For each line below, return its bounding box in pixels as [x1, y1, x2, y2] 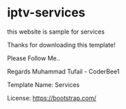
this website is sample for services [7, 27, 105, 36]
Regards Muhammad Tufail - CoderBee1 [7, 67, 120, 75]
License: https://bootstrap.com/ [7, 94, 97, 102]
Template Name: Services [7, 80, 80, 88]
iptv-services [7, 5, 86, 21]
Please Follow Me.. [7, 53, 60, 62]
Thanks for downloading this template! [7, 40, 116, 49]
